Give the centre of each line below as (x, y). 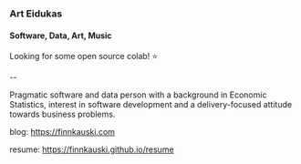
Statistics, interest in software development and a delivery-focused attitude (151, 105)
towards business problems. (62, 114)
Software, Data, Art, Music (61, 36)
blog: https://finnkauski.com (62, 132)
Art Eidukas (36, 14)
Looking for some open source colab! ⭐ (83, 56)
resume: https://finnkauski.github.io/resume (92, 149)
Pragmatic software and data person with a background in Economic (138, 95)
